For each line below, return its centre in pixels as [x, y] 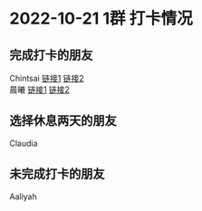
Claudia [24, 143]
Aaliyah [24, 197]
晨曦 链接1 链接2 [40, 90]
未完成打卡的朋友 [57, 174]
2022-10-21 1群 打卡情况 [101, 19]
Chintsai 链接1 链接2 [47, 78]
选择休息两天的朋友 [63, 121]
